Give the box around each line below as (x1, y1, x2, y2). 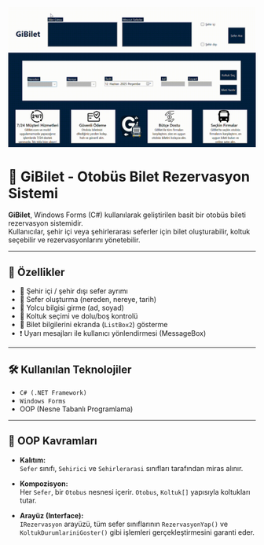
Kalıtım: (19, 455, 46, 465)
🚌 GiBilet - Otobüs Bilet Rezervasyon (8, 168, 250, 186)
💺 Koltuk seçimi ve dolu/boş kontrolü (19, 311, 138, 321)
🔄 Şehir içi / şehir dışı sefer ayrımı (19, 286, 128, 296)
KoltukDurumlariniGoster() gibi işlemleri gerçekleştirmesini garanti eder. (19, 527, 255, 537)
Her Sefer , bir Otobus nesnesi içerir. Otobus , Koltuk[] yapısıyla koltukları (19, 487, 251, 496)
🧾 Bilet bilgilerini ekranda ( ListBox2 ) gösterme (19, 320, 168, 330)
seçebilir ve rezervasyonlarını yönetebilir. (8, 235, 141, 245)
